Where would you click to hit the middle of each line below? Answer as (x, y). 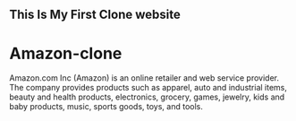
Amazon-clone (66, 53)
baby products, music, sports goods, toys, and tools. (106, 107)
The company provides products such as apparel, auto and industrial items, (148, 88)
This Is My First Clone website (95, 15)
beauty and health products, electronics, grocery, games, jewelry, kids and (147, 97)
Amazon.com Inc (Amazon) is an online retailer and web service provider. (144, 78)
